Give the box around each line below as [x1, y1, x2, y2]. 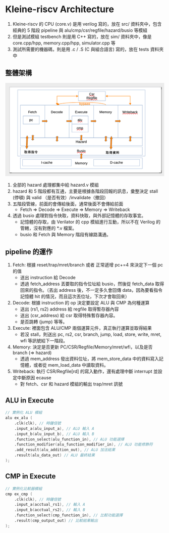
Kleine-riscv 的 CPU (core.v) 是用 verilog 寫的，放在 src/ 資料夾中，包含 [12, 21, 162, 27]
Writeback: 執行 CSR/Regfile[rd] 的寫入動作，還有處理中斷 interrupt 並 [12, 368, 158, 375]
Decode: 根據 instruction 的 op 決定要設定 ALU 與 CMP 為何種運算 [12, 300, 150, 306]
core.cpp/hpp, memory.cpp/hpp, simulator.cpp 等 [12, 39, 116, 46]
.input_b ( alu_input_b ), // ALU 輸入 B [14, 431, 94, 436]
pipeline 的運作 [5, 247, 53, 256]
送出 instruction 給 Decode [20, 275, 76, 281]
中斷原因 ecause [17, 375, 51, 381]
